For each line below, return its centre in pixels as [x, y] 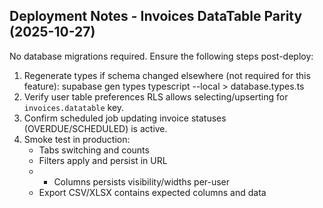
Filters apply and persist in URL [103, 160]
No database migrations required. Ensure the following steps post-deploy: [161, 56]
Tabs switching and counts [94, 150]
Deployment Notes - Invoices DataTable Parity [156, 16]
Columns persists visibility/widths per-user [142, 181]
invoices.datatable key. [74, 107]
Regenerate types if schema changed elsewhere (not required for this [167, 75]
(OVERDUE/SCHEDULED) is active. [95, 128]
